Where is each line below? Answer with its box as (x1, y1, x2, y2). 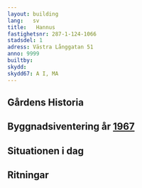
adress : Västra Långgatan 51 (7, 43, 94, 51)
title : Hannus (7, 23, 55, 31)
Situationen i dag (7, 145, 84, 157)
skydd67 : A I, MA (7, 70, 59, 77)
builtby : (7, 57, 33, 64)
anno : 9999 (7, 51, 40, 58)
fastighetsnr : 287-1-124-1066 (7, 30, 97, 38)
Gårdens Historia (7, 96, 84, 108)
